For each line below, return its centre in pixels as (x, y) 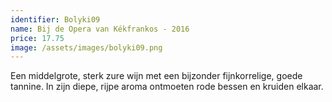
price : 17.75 (37, 38)
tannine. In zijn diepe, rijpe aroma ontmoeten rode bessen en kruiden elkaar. (167, 87)
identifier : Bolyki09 (55, 19)
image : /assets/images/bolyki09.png (86, 47)
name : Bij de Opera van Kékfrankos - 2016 (100, 29)
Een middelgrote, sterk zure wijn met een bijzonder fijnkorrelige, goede (156, 76)
